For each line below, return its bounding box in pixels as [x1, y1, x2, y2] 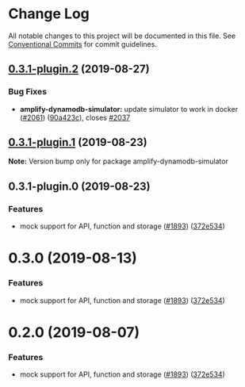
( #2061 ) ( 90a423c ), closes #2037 [19, 113, 131, 122]
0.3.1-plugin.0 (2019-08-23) [8, 179, 151, 193]
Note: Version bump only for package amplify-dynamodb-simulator [8, 156, 228, 167]
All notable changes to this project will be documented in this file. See [8, 31, 236, 40]
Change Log [8, 5, 90, 23]
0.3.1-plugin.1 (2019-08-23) [8, 136, 148, 149]
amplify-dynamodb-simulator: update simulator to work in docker [19, 104, 239, 113]
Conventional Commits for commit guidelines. [8, 39, 157, 48]
